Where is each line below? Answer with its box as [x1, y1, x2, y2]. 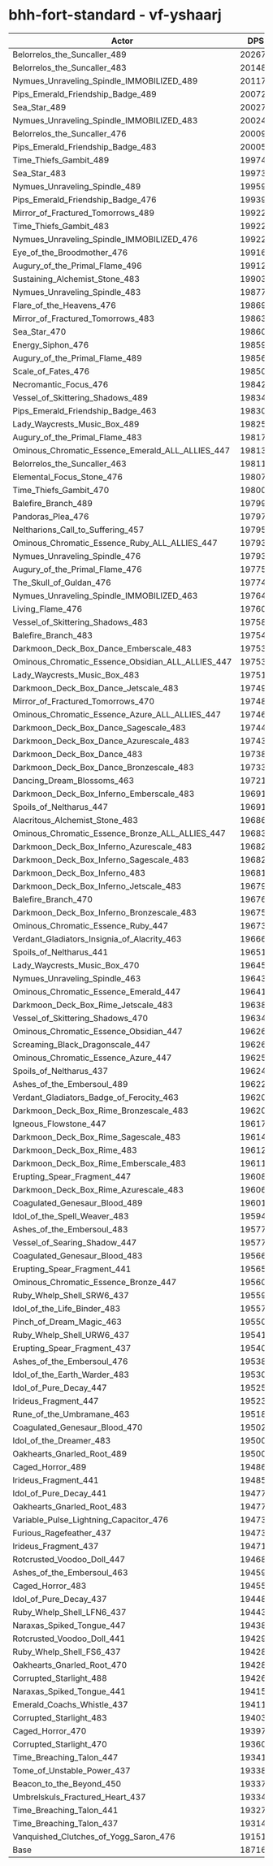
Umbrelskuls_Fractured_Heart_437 [12, 1791, 146, 1803]
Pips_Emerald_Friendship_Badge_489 [12, 88, 157, 99]
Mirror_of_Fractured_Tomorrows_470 [12, 695, 155, 707]
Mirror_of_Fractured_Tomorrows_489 [12, 207, 155, 219]
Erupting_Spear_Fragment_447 [12, 1171, 132, 1182]
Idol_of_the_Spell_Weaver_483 [12, 1210, 129, 1222]
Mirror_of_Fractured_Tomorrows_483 [12, 313, 155, 324]
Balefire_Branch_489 [12, 497, 93, 509]
